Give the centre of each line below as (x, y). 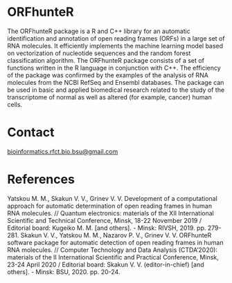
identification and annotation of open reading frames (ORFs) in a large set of (116, 38)
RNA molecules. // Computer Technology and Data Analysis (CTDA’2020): (113, 250)
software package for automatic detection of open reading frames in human (115, 242)
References (41, 179)
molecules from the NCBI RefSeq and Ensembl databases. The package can (116, 82)
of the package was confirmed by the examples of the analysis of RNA (108, 75)
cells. (15, 104)
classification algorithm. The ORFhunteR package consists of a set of (106, 60)
